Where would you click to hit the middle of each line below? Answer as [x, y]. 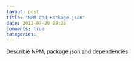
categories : [21, 34]
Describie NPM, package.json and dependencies [67, 51]
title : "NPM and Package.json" [46, 18]
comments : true [25, 29]
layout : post [23, 12]
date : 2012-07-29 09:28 [36, 23]
